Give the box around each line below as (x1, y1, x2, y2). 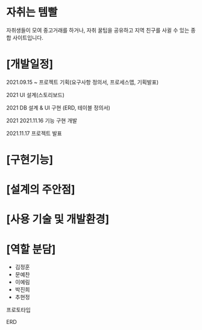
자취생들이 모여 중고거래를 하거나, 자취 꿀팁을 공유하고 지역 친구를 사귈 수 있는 (6, 26, 190, 34)
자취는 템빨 (6, 5, 58, 19)
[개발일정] (6, 58, 54, 71)
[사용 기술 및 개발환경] (6, 213, 110, 226)
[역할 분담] (6, 242, 56, 256)
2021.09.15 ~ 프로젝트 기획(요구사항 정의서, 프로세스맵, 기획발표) (6, 78, 159, 86)
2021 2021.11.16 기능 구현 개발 (6, 117, 77, 124)
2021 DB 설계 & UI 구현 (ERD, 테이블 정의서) (6, 104, 110, 111)
